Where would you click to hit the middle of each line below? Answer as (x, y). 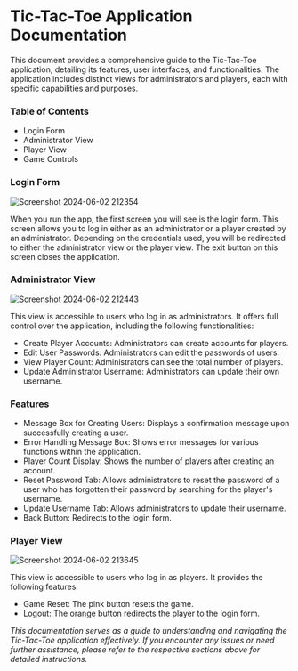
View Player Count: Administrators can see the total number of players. (153, 361)
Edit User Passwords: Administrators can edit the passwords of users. (151, 352)
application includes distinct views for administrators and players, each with (149, 78)
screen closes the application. (65, 256)
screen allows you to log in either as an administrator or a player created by (148, 228)
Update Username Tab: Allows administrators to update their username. (154, 508)
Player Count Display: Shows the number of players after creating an (149, 461)
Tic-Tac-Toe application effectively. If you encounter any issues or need (142, 640)
